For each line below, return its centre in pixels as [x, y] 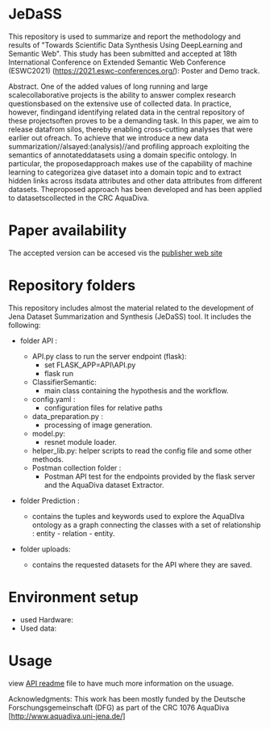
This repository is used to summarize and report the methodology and [125, 36]
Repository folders [72, 285]
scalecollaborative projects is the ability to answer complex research [122, 94]
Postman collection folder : [77, 467]
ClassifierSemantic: [64, 382]
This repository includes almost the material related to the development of [131, 308]
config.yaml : [54, 399]
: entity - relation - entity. [73, 533]
